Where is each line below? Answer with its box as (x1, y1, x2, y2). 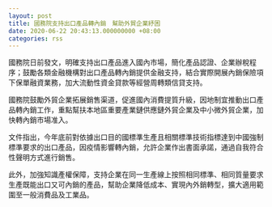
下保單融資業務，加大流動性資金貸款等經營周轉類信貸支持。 (8, 78, 207, 87)
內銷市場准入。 (22, 115, 73, 125)
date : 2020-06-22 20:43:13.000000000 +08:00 (8, 27, 161, 35)
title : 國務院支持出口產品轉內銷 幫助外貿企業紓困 (8, 19, 160, 27)
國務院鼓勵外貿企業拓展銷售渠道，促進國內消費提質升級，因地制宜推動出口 (8, 95, 257, 105)
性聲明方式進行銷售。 (8, 153, 79, 163)
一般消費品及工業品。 (22, 190, 94, 200)
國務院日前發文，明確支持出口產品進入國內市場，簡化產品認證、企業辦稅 (8, 57, 249, 67)
